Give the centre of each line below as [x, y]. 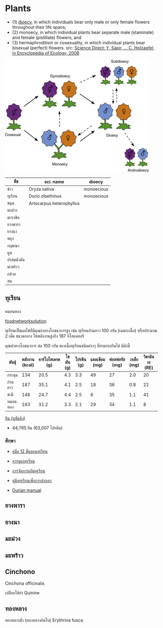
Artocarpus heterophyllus [54, 203]
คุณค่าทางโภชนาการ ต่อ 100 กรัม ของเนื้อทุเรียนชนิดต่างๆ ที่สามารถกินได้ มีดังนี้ [68, 346]
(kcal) [28, 365]
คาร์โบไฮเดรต [49, 360]
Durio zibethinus [45, 196]
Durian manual [26, 490]
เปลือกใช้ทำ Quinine [22, 593]
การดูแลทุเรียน [24, 461]
